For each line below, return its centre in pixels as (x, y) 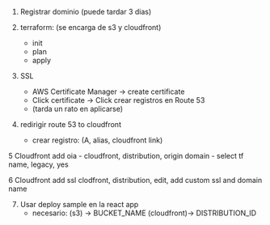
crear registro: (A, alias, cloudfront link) (97, 140)
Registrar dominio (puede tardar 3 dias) (86, 12)
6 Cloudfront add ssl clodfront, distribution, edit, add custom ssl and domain (135, 180)
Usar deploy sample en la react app (79, 204)
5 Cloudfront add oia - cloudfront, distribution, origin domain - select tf (126, 156)
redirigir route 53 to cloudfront (70, 124)
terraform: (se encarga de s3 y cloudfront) (91, 27)
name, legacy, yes (38, 164)
